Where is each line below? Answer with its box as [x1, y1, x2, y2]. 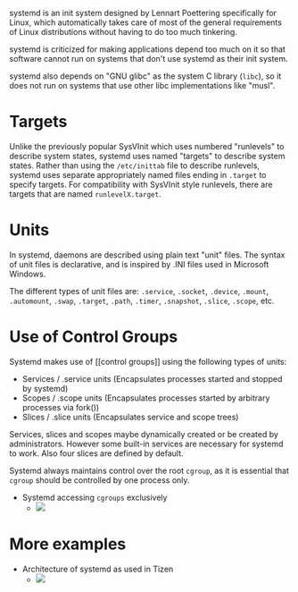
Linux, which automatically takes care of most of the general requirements [9, 17, 283, 28]
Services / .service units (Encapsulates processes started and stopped [21, 373, 283, 384]
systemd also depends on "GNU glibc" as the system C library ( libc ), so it [9, 71, 282, 81]
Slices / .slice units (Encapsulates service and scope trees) [21, 411, 239, 422]
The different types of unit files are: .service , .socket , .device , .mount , [9, 285, 269, 296]
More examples [9, 534, 127, 554]
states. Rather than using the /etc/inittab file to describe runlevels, [9, 160, 261, 171]
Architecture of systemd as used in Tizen [21, 563, 174, 574]
